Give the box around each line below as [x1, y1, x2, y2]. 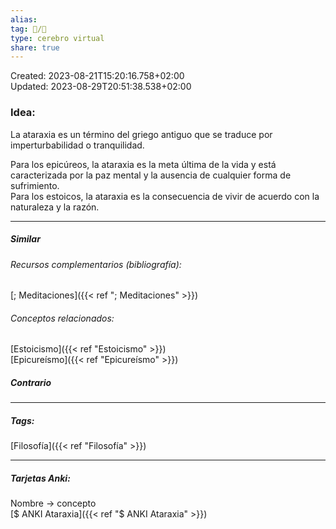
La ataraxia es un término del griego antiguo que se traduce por [10, 128, 273, 140]
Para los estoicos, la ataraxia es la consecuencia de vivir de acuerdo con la [10, 190, 320, 202]
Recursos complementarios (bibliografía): [10, 258, 182, 270]
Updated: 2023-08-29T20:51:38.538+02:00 [10, 81, 192, 93]
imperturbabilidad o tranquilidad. [10, 139, 145, 151]
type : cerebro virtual [10, 33, 105, 43]
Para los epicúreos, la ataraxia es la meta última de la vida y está [10, 158, 277, 170]
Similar [10, 233, 41, 245]
